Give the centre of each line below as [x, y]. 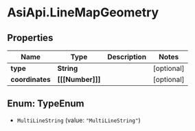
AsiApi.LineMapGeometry [83, 13]
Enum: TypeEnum [46, 104]
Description [127, 57]
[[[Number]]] [79, 79]
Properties [30, 38]
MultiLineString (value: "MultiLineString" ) [79, 120]
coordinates [31, 79]
